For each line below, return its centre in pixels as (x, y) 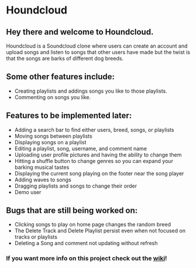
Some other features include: (61, 77)
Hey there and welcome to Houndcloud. (80, 32)
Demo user (28, 192)
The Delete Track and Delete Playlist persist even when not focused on (100, 231)
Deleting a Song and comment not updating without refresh (86, 243)
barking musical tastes (42, 167)
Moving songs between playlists (53, 136)
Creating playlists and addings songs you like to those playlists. (91, 91)
